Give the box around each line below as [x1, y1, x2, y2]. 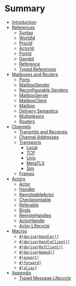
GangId [19, 56, 34, 61]
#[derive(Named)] [19, 250, 55, 255]
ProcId [19, 40, 33, 46]
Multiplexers [19, 113, 45, 119]
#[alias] [19, 265, 37, 270]
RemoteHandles [19, 212, 51, 218]
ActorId [19, 45, 34, 51]
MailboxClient [19, 97, 47, 103]
